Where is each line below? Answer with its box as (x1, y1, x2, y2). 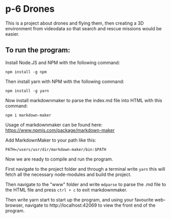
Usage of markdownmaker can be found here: (5, 122, 102, 128)
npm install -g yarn (5, 88, 50, 93)
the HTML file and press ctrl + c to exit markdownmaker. (5, 187, 127, 193)
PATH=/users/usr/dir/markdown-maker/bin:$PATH (5, 147, 106, 152)
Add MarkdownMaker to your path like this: (5, 137, 96, 143)
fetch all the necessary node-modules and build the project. (5, 171, 132, 177)
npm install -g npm (5, 69, 47, 74)
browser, (5, 202, 24, 208)
